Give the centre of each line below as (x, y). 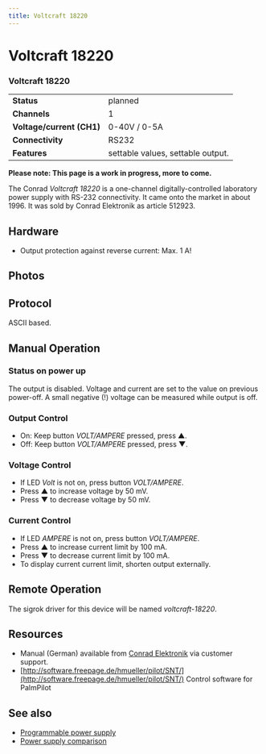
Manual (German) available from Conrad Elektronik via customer (126, 653)
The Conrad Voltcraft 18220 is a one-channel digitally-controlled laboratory (133, 189)
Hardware (33, 231)
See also (30, 713)
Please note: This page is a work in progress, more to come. (110, 173)
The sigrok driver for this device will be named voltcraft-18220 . (113, 609)
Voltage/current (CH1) (56, 127)
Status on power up (47, 371)
